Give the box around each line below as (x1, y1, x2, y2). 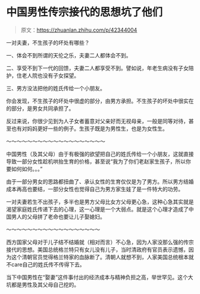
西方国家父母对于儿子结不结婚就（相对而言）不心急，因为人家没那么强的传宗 (6, 238, 194, 246)
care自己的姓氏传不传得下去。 (11, 261, 85, 268)
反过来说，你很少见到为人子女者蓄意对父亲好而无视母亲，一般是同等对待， (6, 117, 189, 124)
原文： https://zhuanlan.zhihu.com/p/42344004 (20, 26, 137, 33)
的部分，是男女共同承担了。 (6, 105, 74, 112)
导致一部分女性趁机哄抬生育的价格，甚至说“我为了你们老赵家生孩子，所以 (6, 158, 186, 165)
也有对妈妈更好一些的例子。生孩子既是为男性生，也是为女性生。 (11, 125, 168, 132)
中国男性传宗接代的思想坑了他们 (6, 5, 163, 19)
